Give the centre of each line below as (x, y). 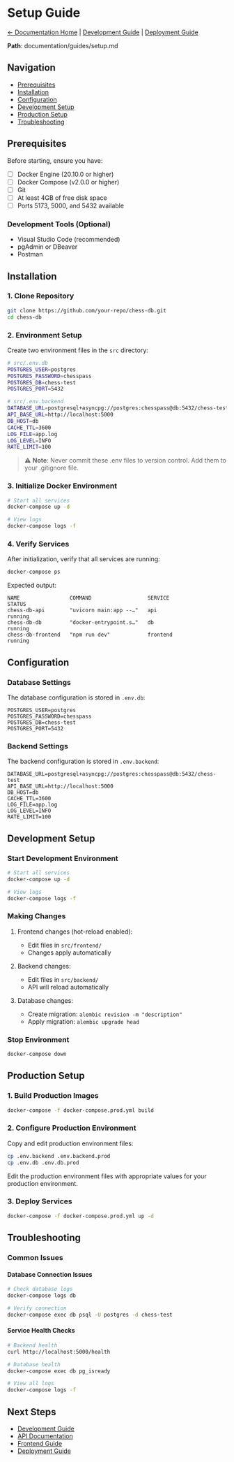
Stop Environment (38, 1039)
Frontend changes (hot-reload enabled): (75, 932)
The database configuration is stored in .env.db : (76, 697)
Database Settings (39, 682)
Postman (30, 254)
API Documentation (45, 1436)
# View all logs (31, 1384)
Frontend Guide (40, 1443)
